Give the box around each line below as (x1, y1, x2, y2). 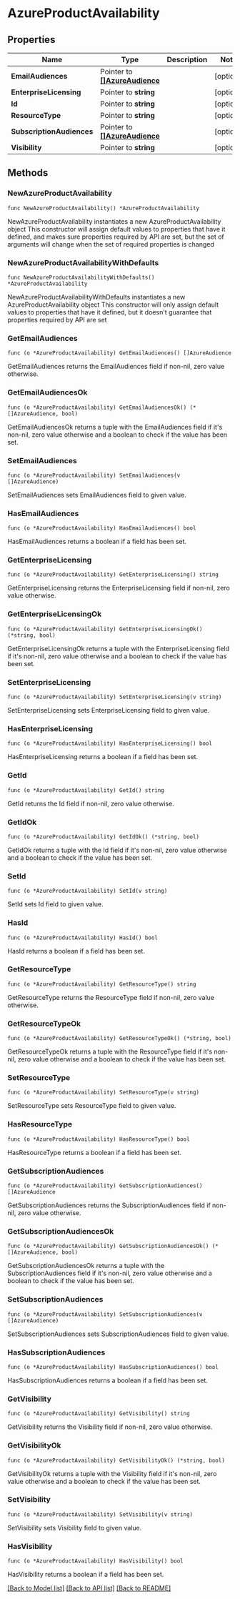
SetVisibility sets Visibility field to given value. (7, 1523, 142, 1532)
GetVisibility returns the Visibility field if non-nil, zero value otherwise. (7, 1422, 213, 1431)
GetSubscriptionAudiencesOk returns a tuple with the (7, 1262, 165, 1270)
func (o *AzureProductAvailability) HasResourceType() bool (7, 1135, 191, 1143)
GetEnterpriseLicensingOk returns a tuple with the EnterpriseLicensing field (7, 644, 230, 653)
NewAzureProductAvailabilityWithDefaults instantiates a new (7, 292, 186, 301)
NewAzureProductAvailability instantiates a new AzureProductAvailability (7, 217, 221, 226)
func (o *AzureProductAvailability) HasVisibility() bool (7, 1558, 184, 1565)
